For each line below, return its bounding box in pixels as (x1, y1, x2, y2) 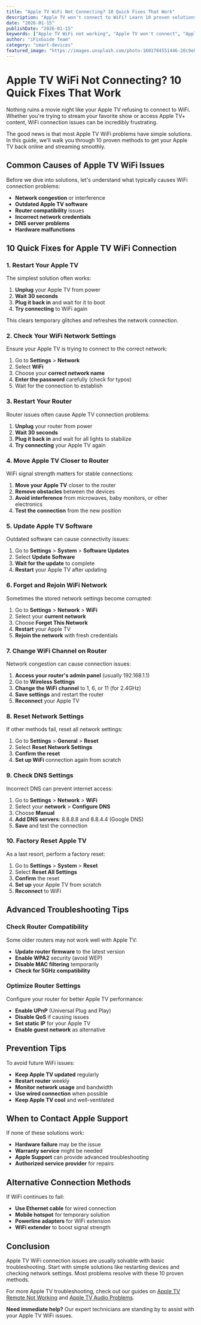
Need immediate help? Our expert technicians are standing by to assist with (6, 1306, 194, 1313)
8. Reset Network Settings (6, 712, 84, 720)
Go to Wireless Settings (14, 678, 75, 685)
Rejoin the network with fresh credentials (14, 631, 118, 639)
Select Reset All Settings (14, 868, 78, 875)
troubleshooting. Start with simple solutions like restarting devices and (6, 1263, 179, 1271)
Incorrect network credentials (14, 213, 92, 220)
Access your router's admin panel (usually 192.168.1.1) (14, 671, 150, 679)
